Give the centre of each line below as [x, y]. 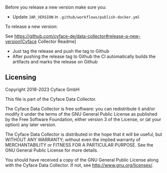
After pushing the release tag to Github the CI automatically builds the [84, 56]
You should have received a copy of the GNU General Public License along [82, 160]
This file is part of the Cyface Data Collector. [51, 99]
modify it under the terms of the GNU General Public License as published [81, 114]
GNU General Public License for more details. [52, 150]
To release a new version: [32, 26]
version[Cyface [21, 41]
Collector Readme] [57, 41]
